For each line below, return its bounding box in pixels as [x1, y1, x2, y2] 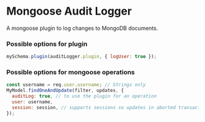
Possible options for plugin [6, 40, 88, 48]
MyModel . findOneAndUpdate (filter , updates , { [6, 87, 124, 94]
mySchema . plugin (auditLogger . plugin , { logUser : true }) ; [6, 54, 157, 60]
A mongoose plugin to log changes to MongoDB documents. [6, 24, 159, 32]
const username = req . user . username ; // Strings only [6, 82, 146, 88]
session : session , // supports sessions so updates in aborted [12, 104, 176, 110]
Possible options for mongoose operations [6, 68, 135, 77]
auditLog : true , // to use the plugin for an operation [12, 93, 157, 99]
